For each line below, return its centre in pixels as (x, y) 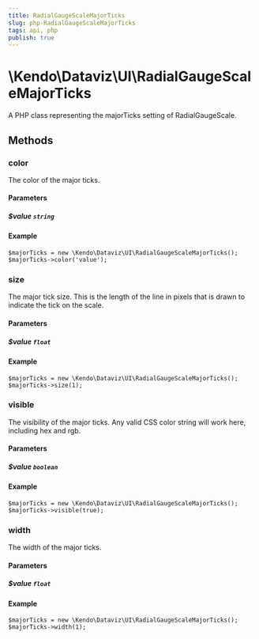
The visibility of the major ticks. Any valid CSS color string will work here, (127, 422)
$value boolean (33, 467)
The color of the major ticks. (54, 180)
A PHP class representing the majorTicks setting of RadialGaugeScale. (122, 115)
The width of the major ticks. (55, 547)
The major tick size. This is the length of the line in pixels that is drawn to (127, 297)
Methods (31, 140)
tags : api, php (33, 30)
